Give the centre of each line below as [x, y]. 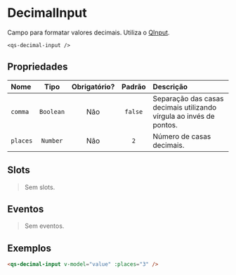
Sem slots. [40, 187]
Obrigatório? [93, 87]
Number [52, 141]
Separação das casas [188, 98]
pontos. [165, 124]
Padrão [134, 87]
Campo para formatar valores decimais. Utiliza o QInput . [88, 32]
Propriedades [38, 67]
